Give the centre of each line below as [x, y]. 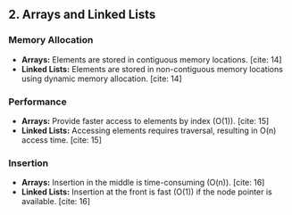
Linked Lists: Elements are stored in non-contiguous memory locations [152, 69]
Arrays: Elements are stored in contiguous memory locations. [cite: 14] [151, 59]
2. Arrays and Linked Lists [82, 15]
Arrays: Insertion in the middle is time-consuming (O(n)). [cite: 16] [143, 183]
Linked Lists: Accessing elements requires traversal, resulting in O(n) [149, 130]
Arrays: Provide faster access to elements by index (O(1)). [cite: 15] [145, 120]
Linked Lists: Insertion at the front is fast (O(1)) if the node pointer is [147, 192]
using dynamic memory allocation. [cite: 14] [101, 79]
